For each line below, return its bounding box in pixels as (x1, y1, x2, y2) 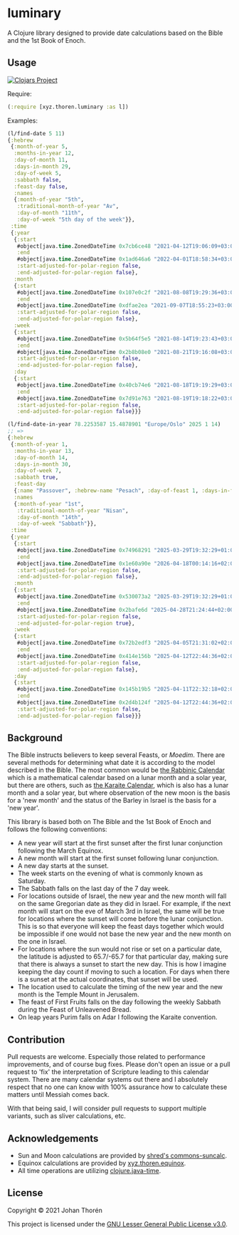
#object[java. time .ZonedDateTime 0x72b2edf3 (16, 640, 152, 647)
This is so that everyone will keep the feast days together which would (17, 922, 224, 931)
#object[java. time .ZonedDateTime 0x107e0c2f (16, 288, 152, 296)
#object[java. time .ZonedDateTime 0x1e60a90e (16, 560, 152, 567)
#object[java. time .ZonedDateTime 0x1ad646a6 (16, 256, 152, 263)
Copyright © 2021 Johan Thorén (7, 1206, 103, 1214)
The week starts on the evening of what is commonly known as (17, 869, 203, 877)
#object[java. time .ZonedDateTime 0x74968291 (16, 546, 152, 553)
